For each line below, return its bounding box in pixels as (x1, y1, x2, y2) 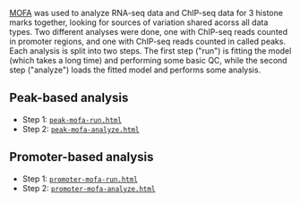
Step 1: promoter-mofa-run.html (21, 173, 139, 184)
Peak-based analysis (9, 90, 129, 105)
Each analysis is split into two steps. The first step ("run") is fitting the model (9, 46, 292, 56)
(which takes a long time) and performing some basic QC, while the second (9, 55, 288, 65)
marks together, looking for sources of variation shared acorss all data (9, 17, 269, 28)
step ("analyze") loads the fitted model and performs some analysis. (9, 64, 261, 75)
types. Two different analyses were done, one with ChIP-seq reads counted (9, 27, 288, 37)
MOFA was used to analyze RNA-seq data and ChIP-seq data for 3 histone (9, 8, 284, 18)
